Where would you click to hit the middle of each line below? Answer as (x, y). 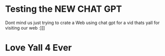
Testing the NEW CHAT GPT (64, 9)
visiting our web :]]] (25, 28)
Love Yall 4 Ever (38, 48)
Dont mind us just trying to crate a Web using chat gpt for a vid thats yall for (82, 23)
